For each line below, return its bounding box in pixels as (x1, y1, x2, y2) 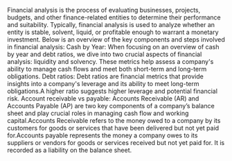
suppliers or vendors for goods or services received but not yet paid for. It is (7, 139, 225, 146)
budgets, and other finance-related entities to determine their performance (7, 13, 221, 22)
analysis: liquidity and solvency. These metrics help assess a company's (7, 58, 214, 65)
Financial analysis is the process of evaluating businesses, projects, (7, 6, 201, 14)
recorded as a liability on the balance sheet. (7, 146, 132, 154)
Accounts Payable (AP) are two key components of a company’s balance (7, 102, 215, 110)
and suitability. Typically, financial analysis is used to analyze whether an (7, 21, 215, 28)
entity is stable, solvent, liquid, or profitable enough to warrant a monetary (7, 28, 220, 36)
